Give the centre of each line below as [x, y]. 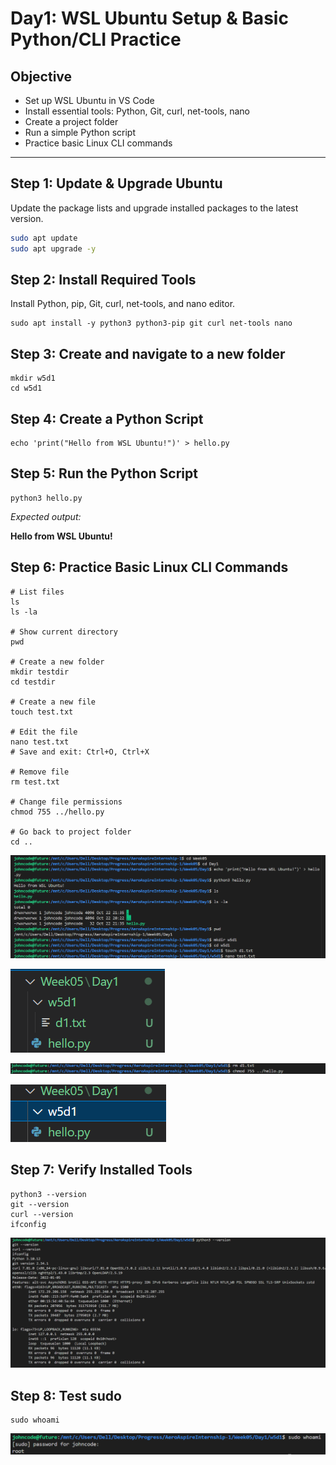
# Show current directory [64, 632]
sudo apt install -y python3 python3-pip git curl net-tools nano [151, 323]
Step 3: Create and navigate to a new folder [148, 353]
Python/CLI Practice [96, 39]
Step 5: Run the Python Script [104, 473]
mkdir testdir [40, 672]
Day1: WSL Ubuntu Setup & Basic [149, 18]
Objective [41, 76]
